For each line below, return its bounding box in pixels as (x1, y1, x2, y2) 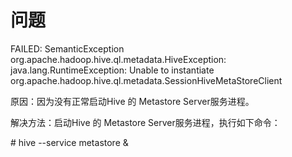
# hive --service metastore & (10, 136, 129, 148)
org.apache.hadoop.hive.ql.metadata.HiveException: (10, 53, 227, 65)
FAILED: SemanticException (10, 42, 125, 55)
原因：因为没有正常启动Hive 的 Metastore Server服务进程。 (10, 95, 255, 107)
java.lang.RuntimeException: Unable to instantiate (10, 64, 215, 76)
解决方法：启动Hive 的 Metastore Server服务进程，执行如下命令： (10, 116, 281, 128)
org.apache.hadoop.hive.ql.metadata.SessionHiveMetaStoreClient (10, 74, 283, 86)
